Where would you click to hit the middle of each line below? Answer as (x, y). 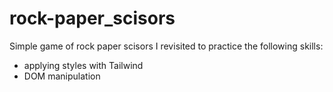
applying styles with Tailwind (83, 65)
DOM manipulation (62, 76)
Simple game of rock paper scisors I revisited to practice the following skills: (166, 46)
